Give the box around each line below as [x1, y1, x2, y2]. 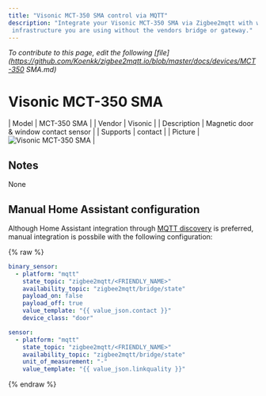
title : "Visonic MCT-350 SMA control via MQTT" [8, 11, 169, 20]
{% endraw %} [8, 379, 57, 389]
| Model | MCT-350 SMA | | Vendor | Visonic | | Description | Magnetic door [8, 119, 254, 128]
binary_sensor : [8, 262, 59, 270]
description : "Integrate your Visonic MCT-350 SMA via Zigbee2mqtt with [8, 19, 253, 27]
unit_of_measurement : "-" [22, 358, 108, 366]
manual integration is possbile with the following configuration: [8, 231, 213, 242]
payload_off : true [22, 299, 83, 307]
